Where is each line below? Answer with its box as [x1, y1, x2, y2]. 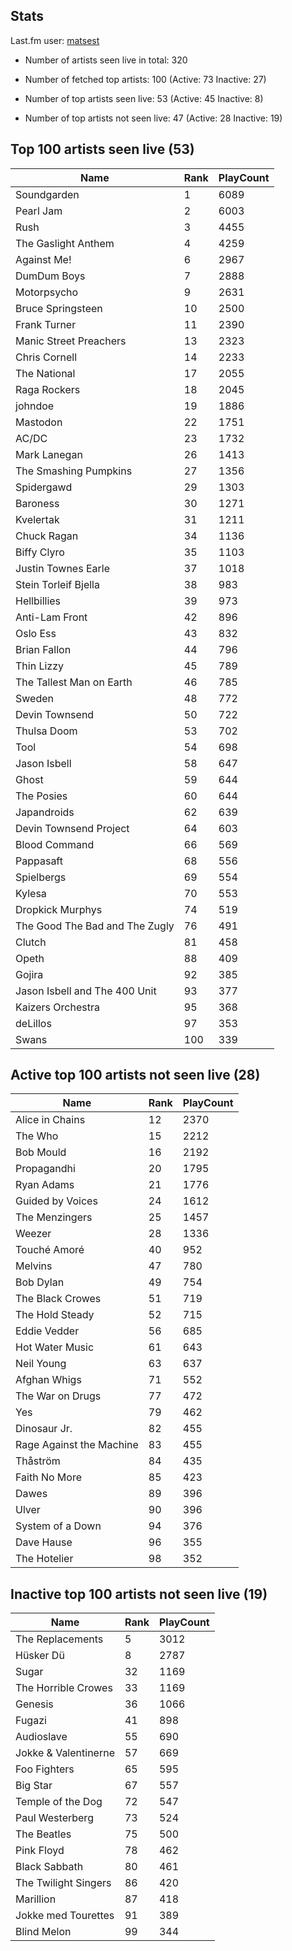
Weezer [15, 1227, 52, 1241]
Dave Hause [15, 1535, 73, 1549]
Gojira [15, 967, 44, 981]
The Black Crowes [15, 1292, 102, 1306]
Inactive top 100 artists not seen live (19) [10, 1585, 268, 1603]
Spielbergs [15, 870, 67, 884]
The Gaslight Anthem [15, 236, 115, 250]
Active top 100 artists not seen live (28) [10, 1067, 261, 1084]
